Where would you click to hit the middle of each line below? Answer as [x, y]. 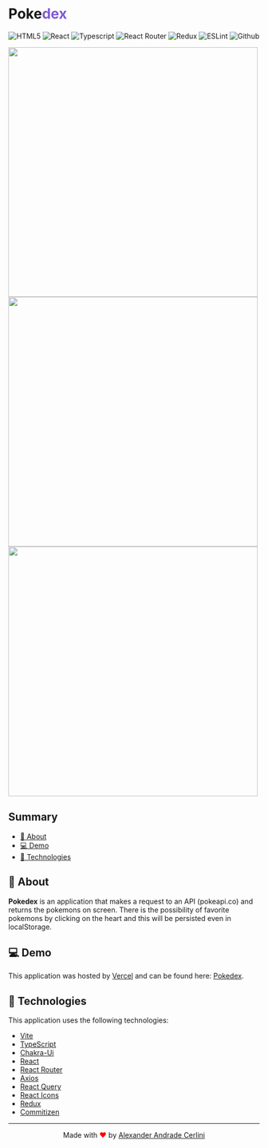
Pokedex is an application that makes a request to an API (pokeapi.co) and [131, 901]
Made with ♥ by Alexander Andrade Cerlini [134, 1135]
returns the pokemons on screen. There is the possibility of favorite [119, 910]
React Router [41, 1070]
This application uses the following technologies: [89, 1020]
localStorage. [30, 927]
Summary [33, 817]
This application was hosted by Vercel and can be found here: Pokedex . [126, 976]
